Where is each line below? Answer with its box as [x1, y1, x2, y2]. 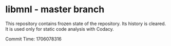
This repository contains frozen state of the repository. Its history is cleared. [5, 20, 166, 27]
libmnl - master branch [5, 4, 105, 15]
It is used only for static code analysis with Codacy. [5, 26, 114, 32]
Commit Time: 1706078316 [5, 36, 62, 42]
